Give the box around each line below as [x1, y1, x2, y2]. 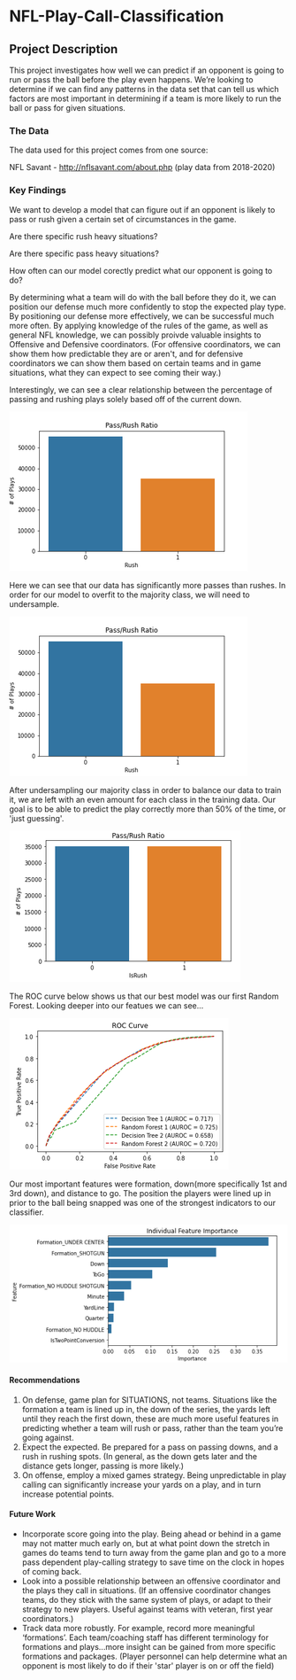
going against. [21, 1432, 74, 1443]
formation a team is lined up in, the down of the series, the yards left [21, 1404, 271, 1414]
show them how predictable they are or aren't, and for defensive [9, 348, 244, 359]
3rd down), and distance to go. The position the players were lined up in [9, 1187, 271, 1198]
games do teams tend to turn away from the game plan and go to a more [21, 1547, 287, 1558]
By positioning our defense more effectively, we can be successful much [9, 310, 275, 321]
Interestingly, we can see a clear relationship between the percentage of [9, 384, 273, 395]
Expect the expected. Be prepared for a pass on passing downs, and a [21, 1442, 278, 1452]
